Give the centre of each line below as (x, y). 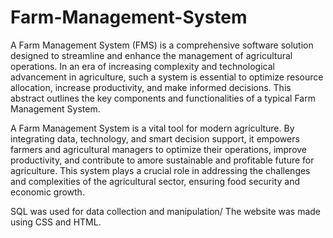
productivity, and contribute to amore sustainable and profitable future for (162, 160)
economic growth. (47, 192)
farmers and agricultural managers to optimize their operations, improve (159, 149)
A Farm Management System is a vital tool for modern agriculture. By (152, 128)
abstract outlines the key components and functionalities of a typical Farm (163, 98)
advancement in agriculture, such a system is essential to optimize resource (167, 77)
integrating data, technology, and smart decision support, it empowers (155, 138)
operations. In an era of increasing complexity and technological (142, 66)
